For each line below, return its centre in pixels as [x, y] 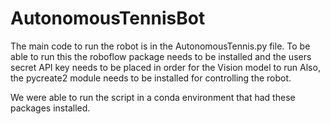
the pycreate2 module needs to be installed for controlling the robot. [151, 78]
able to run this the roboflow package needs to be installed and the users [161, 56]
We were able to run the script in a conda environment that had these [153, 97]
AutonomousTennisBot [108, 18]
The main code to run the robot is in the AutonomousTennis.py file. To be [160, 46]
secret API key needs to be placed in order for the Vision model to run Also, [165, 67]
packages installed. [50, 108]
